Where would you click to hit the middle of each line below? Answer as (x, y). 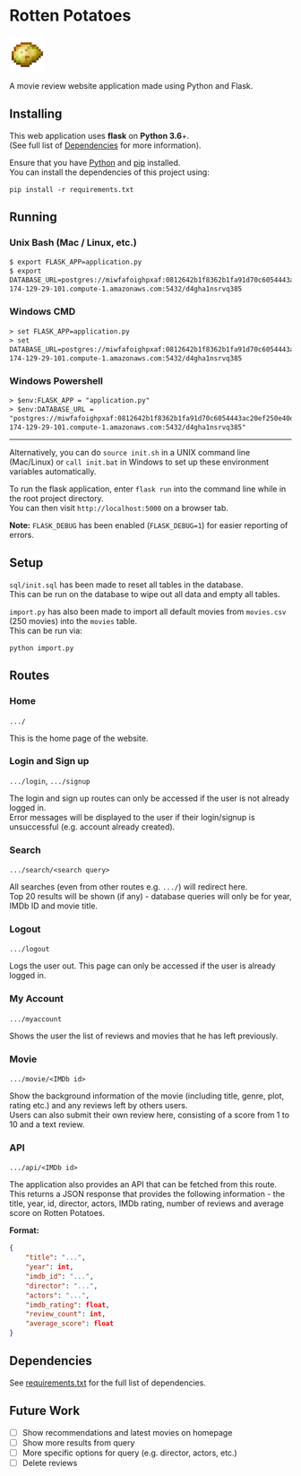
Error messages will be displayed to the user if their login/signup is (132, 817)
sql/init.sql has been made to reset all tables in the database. (126, 585)
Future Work (45, 1411)
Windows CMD (43, 312)
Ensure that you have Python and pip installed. (95, 162)
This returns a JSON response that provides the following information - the (147, 1194)
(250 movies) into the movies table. (73, 621)
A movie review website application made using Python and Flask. (131, 85)
